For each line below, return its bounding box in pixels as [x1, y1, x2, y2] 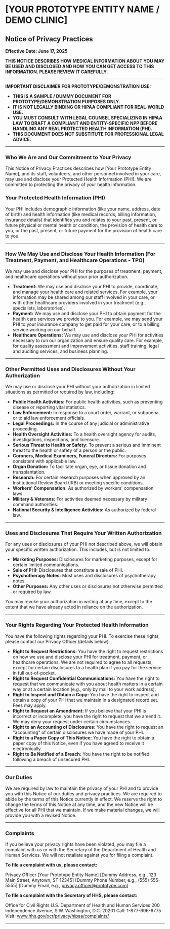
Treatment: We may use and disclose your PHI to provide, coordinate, [12, 283, 159, 289]
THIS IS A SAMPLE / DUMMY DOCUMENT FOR [12, 93, 111, 99]
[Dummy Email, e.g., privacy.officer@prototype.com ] [18, 883, 129, 889]
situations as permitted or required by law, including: [5, 389, 115, 395]
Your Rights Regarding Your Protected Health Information [5, 622, 149, 629]
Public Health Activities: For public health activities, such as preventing [12, 399, 163, 405]
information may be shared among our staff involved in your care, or [12, 294, 155, 300]
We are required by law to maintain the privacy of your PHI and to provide [5, 785, 158, 791]
